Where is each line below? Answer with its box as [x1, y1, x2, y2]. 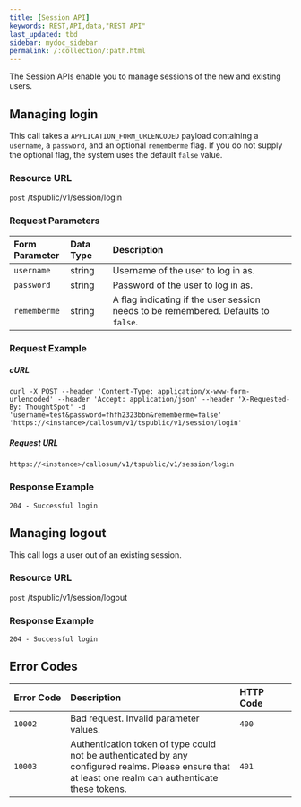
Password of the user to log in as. [112, 279, 254, 291]
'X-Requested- [237, 395, 291, 404]
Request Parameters [9, 214, 100, 227]
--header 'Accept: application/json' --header [56, 395, 235, 404]
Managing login [9, 107, 99, 122]
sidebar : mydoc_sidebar [9, 38, 99, 48]
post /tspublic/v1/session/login [9, 192, 123, 203]
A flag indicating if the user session [112, 293, 262, 306]
